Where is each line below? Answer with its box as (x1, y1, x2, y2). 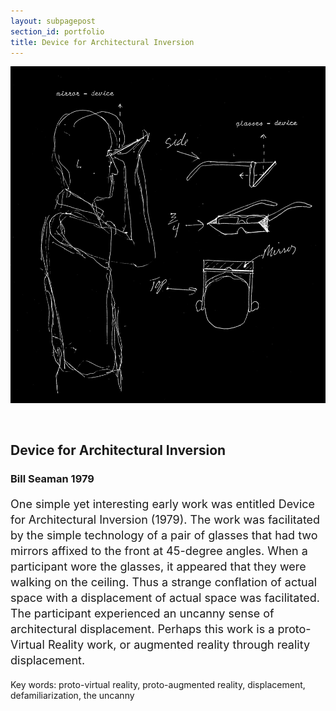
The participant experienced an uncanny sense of (10, 606, 275, 621)
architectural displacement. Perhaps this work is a (10, 622, 275, 637)
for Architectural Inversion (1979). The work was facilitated (10, 513, 321, 527)
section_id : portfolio (10, 26, 105, 37)
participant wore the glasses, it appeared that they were (10, 560, 307, 574)
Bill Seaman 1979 (10, 472, 95, 486)
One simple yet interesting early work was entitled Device (10, 497, 316, 512)
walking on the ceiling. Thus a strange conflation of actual (10, 575, 318, 590)
